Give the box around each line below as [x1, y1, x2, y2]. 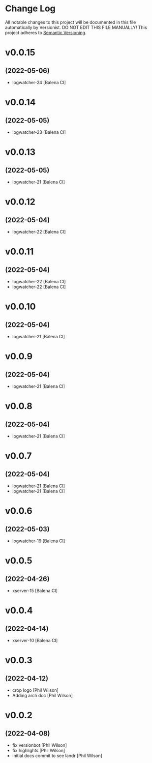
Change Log [5, 3, 56, 14]
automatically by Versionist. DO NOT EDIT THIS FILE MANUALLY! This [5, 24, 147, 30]
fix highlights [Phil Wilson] [12, 747, 65, 753]
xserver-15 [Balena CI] [12, 587, 58, 593]
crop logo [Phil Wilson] [12, 687, 59, 693]
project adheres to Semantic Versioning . [5, 29, 87, 35]
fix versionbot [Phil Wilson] [12, 742, 67, 748]
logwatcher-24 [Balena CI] [12, 79, 66, 85]
